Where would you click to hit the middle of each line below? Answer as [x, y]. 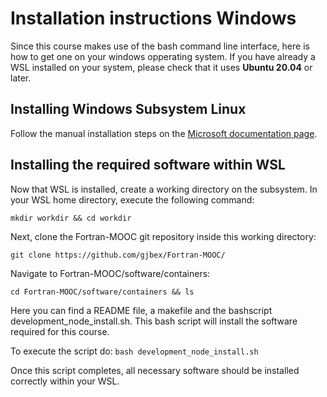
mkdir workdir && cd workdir [71, 218]
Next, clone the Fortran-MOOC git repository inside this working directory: [163, 236]
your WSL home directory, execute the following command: [132, 199]
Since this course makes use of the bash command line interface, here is [160, 46]
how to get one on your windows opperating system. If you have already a [163, 56]
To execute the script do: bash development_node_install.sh [134, 351]
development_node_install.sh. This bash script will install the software [154, 321]
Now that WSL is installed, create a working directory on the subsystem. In [164, 189]
